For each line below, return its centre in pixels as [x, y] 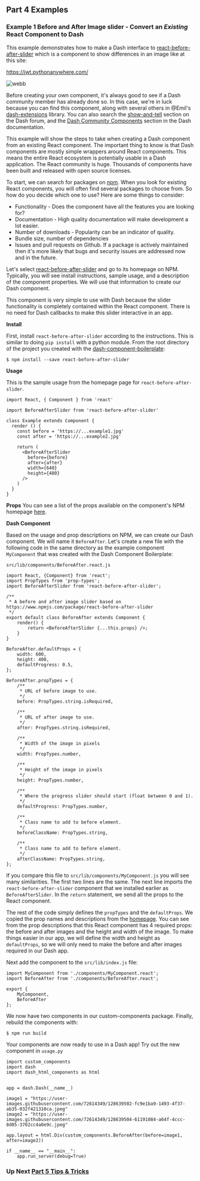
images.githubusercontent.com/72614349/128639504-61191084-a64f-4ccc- [96, 1119]
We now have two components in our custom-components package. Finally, [100, 1015]
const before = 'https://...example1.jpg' [70, 431]
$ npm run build [26, 1033]
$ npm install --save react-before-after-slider [68, 359]
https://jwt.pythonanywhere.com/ [47, 72]
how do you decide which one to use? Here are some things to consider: [96, 195]
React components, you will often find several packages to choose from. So [99, 188]
